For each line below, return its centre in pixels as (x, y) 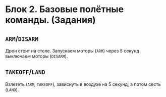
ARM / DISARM (22, 39)
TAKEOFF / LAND (25, 72)
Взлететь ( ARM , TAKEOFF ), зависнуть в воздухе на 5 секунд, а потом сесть (83, 84)
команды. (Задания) (50, 20)
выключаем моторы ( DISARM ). (37, 56)
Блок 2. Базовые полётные (65, 9)
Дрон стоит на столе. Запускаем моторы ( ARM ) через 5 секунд (72, 51)
